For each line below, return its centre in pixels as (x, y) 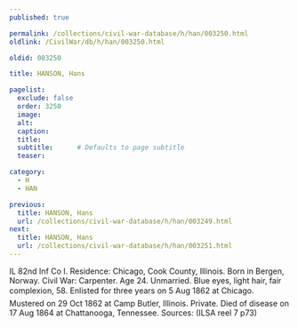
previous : (28, 204)
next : (19, 229)
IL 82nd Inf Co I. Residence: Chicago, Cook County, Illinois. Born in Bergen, (147, 271)
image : (29, 115)
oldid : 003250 (36, 58)
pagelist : (28, 90)
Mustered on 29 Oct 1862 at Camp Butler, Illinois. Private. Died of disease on (149, 303)
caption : (33, 131)
